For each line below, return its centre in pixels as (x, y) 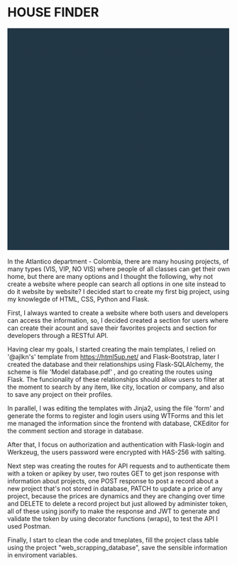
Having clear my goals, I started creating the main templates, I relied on (111, 349)
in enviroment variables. (43, 555)
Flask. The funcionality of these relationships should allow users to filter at (116, 379)
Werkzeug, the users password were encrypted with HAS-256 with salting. (117, 452)
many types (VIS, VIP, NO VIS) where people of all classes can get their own (119, 269)
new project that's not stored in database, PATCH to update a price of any (115, 488)
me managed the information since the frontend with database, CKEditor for (118, 423)
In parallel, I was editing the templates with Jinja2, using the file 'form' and (116, 408)
